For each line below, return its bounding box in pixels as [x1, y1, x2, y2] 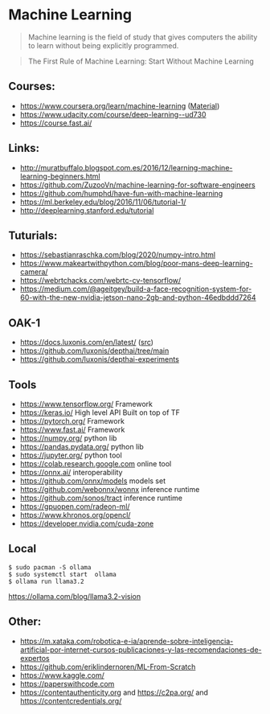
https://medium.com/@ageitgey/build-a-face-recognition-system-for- [19, 284, 252, 294]
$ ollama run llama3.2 [8, 577, 84, 585]
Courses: [8, 80, 56, 93]
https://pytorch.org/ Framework [19, 416, 125, 425]
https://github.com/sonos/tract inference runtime [19, 493, 183, 503]
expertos [19, 653, 50, 663]
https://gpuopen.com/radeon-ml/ [19, 502, 130, 511]
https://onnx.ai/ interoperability [19, 468, 123, 477]
